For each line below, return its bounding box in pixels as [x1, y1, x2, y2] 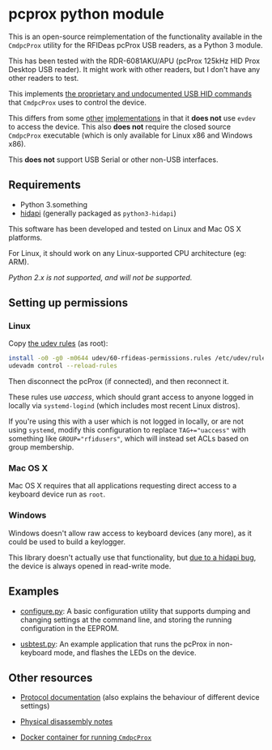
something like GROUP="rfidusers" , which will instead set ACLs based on [8, 434, 249, 444]
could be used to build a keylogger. [8, 536, 126, 547]
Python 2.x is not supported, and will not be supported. [8, 272, 193, 282]
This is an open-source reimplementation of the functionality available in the [8, 32, 263, 41]
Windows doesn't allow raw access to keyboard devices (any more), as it [8, 528, 253, 538]
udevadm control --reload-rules [8, 362, 117, 370]
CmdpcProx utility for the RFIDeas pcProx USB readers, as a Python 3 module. [8, 40, 263, 49]
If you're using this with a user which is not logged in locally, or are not [8, 416, 244, 426]
